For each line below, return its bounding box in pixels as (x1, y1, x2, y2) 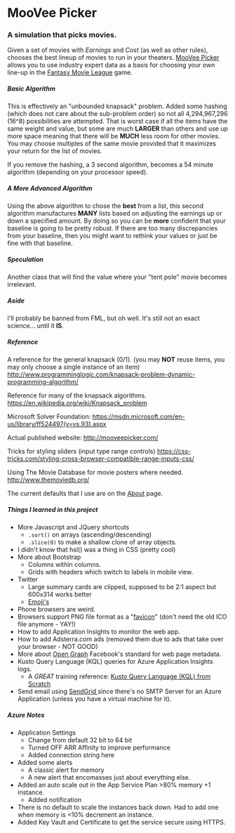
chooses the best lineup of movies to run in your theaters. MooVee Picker (7, 53, 220, 62)
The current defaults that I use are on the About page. (7, 490, 163, 498)
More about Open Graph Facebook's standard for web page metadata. (17, 650, 222, 658)
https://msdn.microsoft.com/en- (92, 412, 185, 421)
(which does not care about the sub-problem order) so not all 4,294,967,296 (7, 110, 228, 118)
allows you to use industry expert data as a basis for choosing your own (7, 61, 215, 70)
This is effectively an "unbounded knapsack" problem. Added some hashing (7, 102, 228, 110)
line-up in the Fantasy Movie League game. (7, 68, 133, 77)
